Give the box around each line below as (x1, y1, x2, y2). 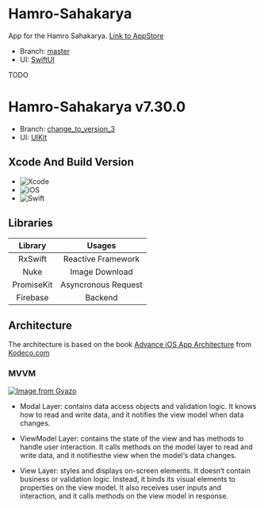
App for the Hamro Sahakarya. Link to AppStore (8, 31, 164, 40)
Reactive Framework (63, 253, 140, 264)
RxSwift (18, 253, 48, 264)
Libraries (8, 216, 53, 230)
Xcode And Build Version (8, 155, 135, 169)
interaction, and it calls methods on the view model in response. (19, 491, 228, 500)
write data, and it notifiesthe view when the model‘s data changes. (19, 450, 237, 460)
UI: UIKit (19, 132, 48, 142)
